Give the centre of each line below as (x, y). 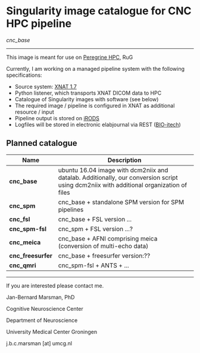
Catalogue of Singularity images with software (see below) (87, 99)
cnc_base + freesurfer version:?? (104, 255)
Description (124, 160)
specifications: (24, 75)
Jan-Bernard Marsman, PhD (40, 297)
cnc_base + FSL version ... (95, 219)
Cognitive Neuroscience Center (45, 308)
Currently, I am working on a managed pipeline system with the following (96, 68)
